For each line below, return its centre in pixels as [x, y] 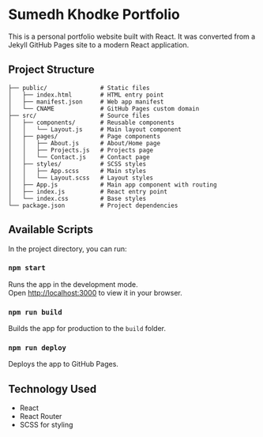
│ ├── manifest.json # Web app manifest [86, 102]
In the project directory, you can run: [68, 249]
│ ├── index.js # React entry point [88, 191]
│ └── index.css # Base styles [77, 198]
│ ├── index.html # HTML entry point [86, 95]
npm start [27, 268]
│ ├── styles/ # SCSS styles [77, 164]
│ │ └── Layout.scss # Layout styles [81, 178]
